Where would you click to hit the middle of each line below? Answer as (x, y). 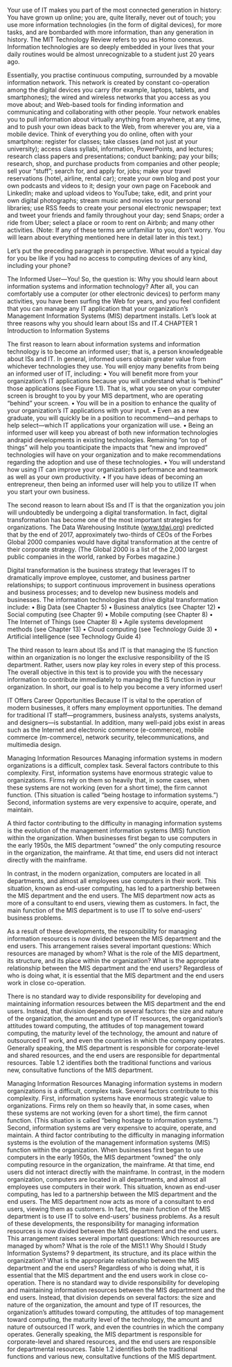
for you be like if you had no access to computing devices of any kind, (107, 258)
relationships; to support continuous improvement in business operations (111, 585)
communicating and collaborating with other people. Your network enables (114, 112)
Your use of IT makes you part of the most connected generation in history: (115, 10)
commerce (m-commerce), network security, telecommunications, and (108, 737)
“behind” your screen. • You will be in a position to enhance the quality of (112, 403)
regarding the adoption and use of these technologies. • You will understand (116, 462)
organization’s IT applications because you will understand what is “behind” (115, 381)
